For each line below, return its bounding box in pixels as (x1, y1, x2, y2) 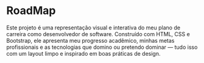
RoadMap (6, 4, 56, 18)
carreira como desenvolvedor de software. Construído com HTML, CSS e (6, 30, 190, 37)
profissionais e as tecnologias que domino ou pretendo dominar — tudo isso (6, 43, 198, 51)
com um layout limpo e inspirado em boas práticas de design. (6, 50, 161, 57)
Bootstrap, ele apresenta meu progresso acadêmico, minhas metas (6, 37, 175, 44)
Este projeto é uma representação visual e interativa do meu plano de (6, 24, 181, 31)
